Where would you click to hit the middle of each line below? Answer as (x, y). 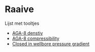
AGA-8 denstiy (27, 33)
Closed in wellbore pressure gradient (51, 43)
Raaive (19, 9)
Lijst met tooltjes (22, 23)
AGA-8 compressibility (36, 38)
